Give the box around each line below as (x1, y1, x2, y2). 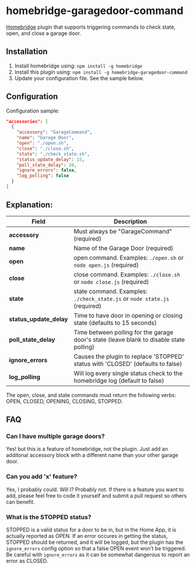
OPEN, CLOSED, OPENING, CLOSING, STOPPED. (6, 397, 123, 405)
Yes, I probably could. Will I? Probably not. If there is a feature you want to (6, 486, 184, 493)
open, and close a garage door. (6, 29, 82, 36)
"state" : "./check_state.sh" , (16, 151, 90, 157)
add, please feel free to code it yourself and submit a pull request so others (6, 492, 187, 499)
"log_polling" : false (16, 173, 69, 179)
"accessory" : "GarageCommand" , (16, 129, 93, 135)
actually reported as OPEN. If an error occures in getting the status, (6, 533, 168, 540)
